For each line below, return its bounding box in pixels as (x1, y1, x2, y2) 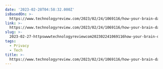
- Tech (9, 48, 23, 52)
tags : (5, 39, 16, 44)
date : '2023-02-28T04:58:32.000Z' (5, 7, 75, 12)
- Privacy (9, 43, 29, 48)
